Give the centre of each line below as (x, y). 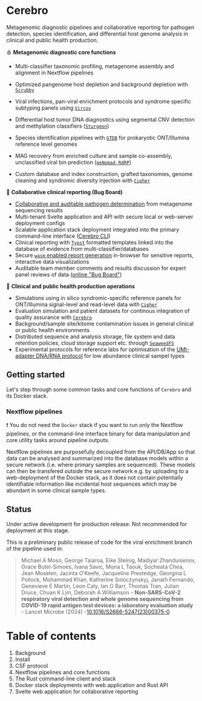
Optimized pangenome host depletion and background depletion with (102, 84)
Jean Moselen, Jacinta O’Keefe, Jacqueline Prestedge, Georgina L (104, 573)
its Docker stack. (27, 396)
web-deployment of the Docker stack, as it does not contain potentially (95, 478)
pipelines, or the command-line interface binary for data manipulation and (98, 434)
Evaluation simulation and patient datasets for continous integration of (102, 311)
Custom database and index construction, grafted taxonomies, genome (104, 174)
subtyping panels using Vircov (53, 108)
